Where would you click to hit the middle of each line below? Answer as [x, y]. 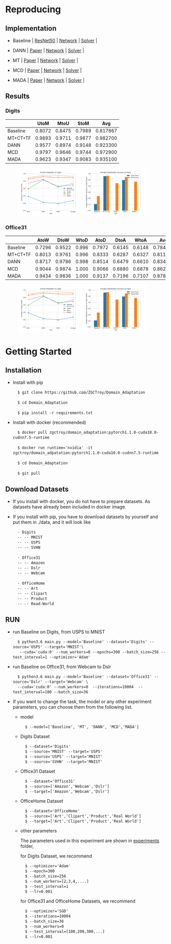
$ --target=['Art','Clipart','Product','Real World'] [83, 821]
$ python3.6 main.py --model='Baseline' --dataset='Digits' [82, 642]
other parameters [38, 831]
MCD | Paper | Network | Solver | [47, 70]
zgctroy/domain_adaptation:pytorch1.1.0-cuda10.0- [104, 433]
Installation [23, 370]
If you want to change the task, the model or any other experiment [82, 701]
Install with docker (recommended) [49, 423]
